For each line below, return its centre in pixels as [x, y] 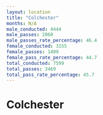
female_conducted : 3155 [37, 46]
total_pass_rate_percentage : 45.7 [51, 75]
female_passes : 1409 [33, 52]
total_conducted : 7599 [35, 63]
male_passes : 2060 [30, 35]
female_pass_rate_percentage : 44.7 [52, 57]
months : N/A [21, 23]
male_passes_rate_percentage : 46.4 [52, 40]
